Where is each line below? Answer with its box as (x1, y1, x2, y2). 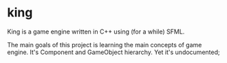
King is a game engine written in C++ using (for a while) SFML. (7, 27, 185, 36)
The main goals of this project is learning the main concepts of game (7, 40, 202, 49)
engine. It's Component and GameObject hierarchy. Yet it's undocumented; (7, 48, 220, 56)
